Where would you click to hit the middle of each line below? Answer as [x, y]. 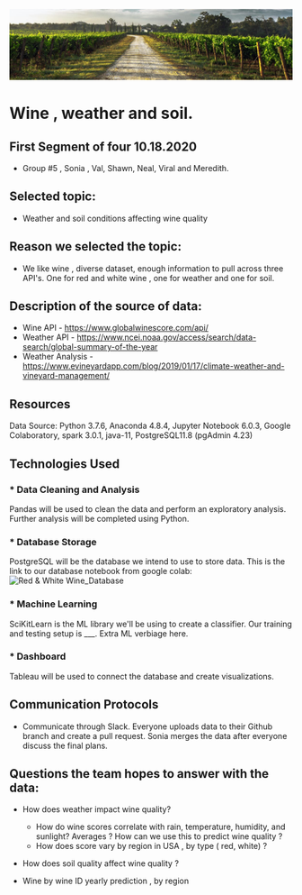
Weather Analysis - [58, 357]
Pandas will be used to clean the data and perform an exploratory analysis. [148, 508]
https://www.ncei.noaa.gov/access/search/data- [166, 337]
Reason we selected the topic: [96, 247]
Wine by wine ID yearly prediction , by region [106, 881]
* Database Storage [53, 542]
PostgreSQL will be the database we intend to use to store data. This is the [147, 562]
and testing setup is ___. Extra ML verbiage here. [99, 633]
